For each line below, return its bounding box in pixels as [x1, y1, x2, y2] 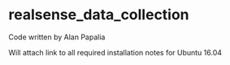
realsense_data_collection [8, 6, 189, 24]
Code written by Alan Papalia [8, 32, 106, 42]
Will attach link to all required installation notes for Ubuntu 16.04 [8, 47, 222, 57]
